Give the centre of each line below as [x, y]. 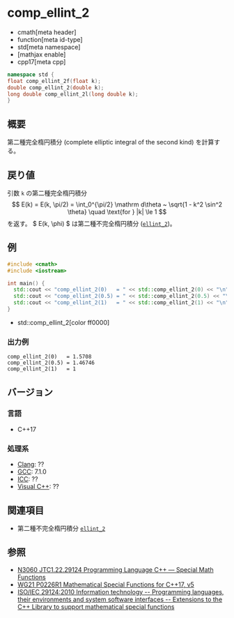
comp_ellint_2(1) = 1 [42, 369]
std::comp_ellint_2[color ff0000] [63, 322]
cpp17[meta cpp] [41, 61]
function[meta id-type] [50, 39]
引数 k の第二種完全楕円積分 [47, 193]
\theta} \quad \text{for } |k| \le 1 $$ [117, 211]
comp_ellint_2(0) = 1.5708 [49, 357]
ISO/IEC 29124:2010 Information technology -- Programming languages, [120, 591]
